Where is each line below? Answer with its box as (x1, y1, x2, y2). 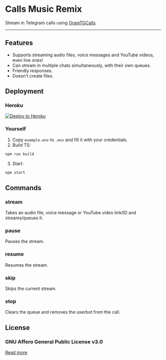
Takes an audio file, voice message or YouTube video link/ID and (5, 210, 137, 216)
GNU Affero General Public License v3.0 (5, 338, 103, 345)
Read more (5, 350, 28, 356)
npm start (5, 170, 26, 175)
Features (5, 39, 33, 47)
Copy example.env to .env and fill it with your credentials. (12, 137, 128, 143)
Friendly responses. (12, 68, 53, 74)
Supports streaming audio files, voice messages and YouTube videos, (12, 52, 154, 58)
